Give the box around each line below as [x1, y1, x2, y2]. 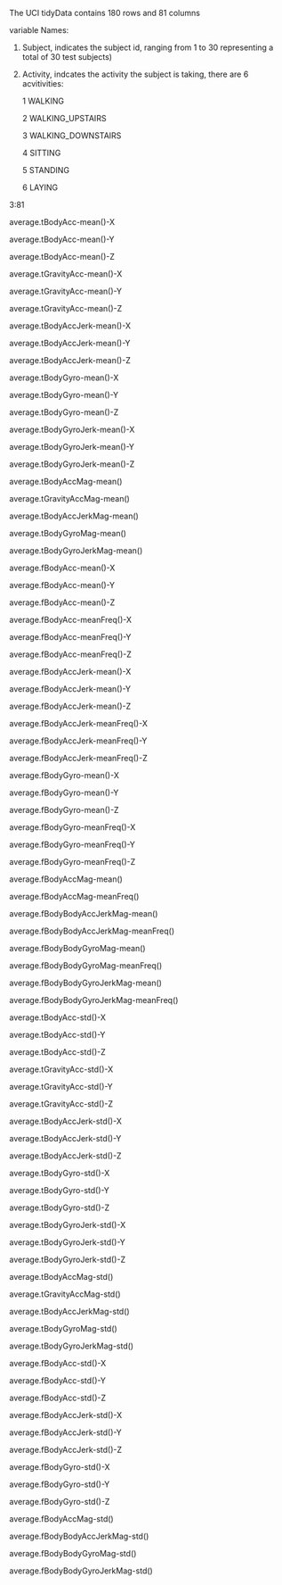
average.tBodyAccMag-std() [9, 1272, 114, 1282]
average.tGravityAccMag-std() [9, 1289, 122, 1299]
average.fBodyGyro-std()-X [9, 1462, 110, 1472]
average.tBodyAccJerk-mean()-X [9, 320, 132, 331]
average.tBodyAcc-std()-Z [9, 1047, 106, 1057]
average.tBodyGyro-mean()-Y [9, 390, 118, 400]
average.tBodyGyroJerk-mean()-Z [9, 459, 135, 469]
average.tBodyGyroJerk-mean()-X [9, 424, 135, 435]
